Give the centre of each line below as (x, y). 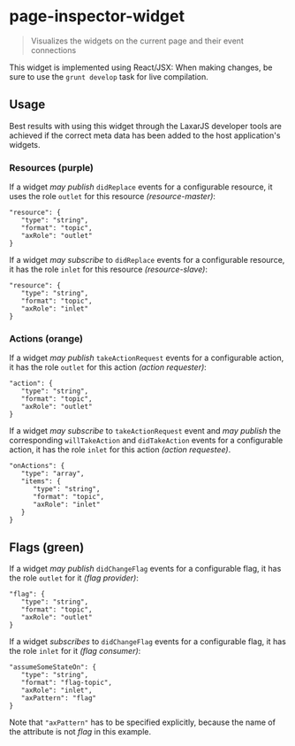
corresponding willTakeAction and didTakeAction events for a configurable (146, 441)
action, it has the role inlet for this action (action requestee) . (120, 450)
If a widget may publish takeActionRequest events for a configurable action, (147, 358)
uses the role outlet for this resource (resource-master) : (113, 196)
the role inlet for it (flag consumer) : (75, 651)
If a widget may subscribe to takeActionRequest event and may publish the (145, 431)
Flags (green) (47, 547)
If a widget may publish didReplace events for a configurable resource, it (141, 187)
